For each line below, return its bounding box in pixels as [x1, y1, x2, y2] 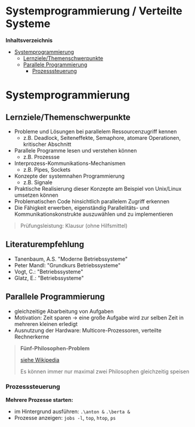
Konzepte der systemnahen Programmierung [14, 172, 125, 179]
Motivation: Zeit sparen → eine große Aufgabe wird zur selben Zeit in [14, 314, 184, 321]
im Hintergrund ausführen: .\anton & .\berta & [14, 408, 131, 415]
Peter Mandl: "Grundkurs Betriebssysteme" [14, 261, 121, 269]
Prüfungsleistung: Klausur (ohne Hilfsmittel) [20, 222, 128, 229]
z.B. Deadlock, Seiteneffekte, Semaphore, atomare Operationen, [23, 134, 181, 141]
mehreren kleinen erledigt [14, 320, 78, 327]
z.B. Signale [23, 178, 53, 186]
